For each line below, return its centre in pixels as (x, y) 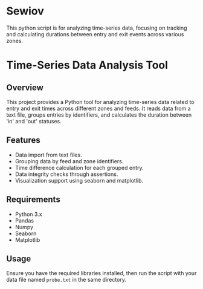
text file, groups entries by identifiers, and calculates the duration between (99, 115)
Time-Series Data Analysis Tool (87, 65)
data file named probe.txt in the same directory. (66, 280)
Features (23, 140)
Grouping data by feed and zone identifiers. (69, 161)
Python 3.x (28, 214)
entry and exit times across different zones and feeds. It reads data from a (99, 108)
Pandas (24, 220)
